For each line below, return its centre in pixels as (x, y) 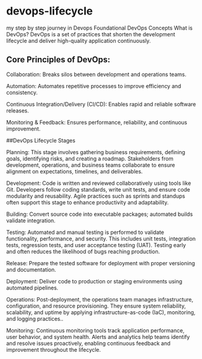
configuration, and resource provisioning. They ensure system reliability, (96, 306)
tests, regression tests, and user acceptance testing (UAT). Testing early (96, 245)
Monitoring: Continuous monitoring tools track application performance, (96, 330)
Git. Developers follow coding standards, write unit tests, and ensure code (98, 189)
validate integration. (31, 220)
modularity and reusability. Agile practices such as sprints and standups (96, 196)
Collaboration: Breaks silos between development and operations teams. (96, 74)
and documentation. (31, 270)
